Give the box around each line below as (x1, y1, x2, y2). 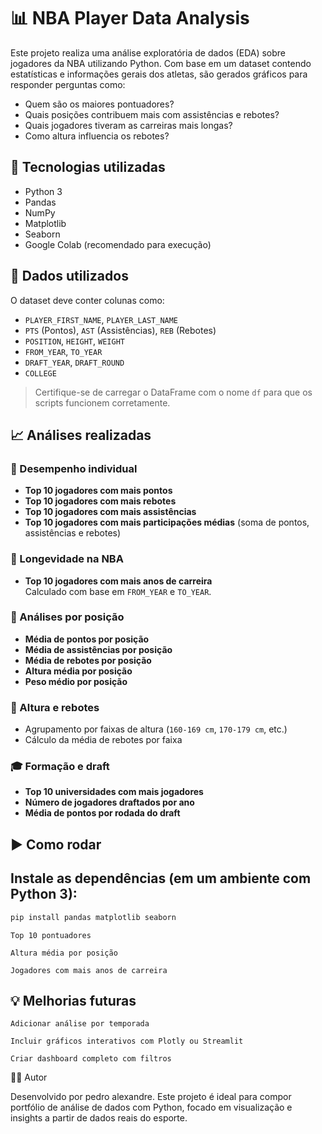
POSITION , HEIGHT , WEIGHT (24, 335, 125, 347)
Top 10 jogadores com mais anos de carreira (24, 575, 213, 587)
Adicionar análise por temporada (10, 1019, 150, 1029)
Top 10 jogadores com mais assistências (24, 506, 197, 518)
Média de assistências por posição (24, 643, 173, 655)
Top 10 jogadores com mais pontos (24, 485, 173, 497)
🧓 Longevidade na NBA (10, 552, 124, 566)
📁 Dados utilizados (10, 268, 129, 285)
